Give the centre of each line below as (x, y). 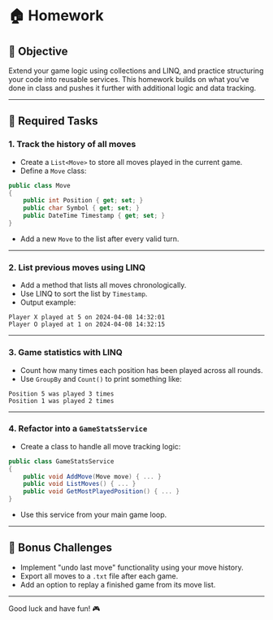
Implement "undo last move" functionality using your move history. (132, 567)
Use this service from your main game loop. (93, 515)
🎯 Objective (38, 51)
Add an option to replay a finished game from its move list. (118, 584)
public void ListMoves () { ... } (80, 484)
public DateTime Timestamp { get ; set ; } (94, 216)
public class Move (39, 185)
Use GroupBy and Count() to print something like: (101, 379)
